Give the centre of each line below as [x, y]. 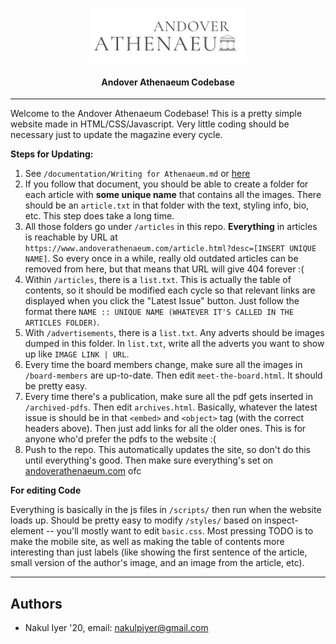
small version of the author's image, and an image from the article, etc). [157, 563]
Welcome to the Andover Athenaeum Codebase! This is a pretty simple [156, 114]
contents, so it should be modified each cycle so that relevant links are [170, 290]
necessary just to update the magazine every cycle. [116, 135]
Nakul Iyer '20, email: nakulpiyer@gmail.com [116, 628]
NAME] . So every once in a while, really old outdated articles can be [161, 259]
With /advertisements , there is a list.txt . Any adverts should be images [174, 333]
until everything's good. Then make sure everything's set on [149, 460]
